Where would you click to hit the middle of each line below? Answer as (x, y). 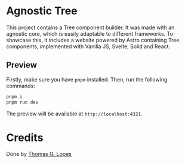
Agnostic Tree (42, 11)
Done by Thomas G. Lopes (39, 154)
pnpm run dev (22, 102)
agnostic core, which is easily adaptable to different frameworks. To (90, 33)
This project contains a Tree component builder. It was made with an (90, 27)
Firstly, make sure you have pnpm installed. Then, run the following (87, 79)
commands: (21, 86)
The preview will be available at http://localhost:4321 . (74, 114)
